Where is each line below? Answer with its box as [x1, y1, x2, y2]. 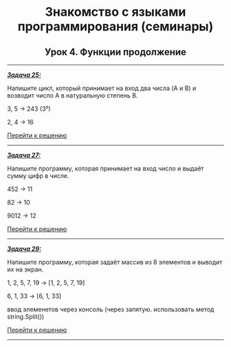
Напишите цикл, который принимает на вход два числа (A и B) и [7, 84, 197, 92]
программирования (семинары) [17, 19, 214, 34]
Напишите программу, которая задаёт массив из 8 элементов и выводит [7, 258, 223, 266]
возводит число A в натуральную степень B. [7, 91, 138, 100]
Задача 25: [7, 71, 41, 79]
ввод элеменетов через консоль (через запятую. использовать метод [7, 305, 214, 313]
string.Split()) [7, 313, 45, 320]
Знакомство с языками [45, 4, 186, 20]
